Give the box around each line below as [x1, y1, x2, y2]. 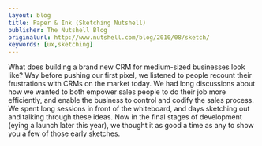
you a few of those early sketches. [8, 129, 121, 138]
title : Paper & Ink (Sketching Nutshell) [8, 19, 147, 27]
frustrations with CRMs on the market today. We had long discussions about [8, 79, 256, 89]
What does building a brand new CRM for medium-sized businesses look [8, 62, 245, 71]
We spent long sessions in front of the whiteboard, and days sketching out [8, 104, 250, 114]
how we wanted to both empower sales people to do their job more [8, 87, 226, 97]
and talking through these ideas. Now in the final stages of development [8, 112, 242, 122]
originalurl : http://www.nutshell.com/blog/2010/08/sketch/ [8, 33, 211, 42]
